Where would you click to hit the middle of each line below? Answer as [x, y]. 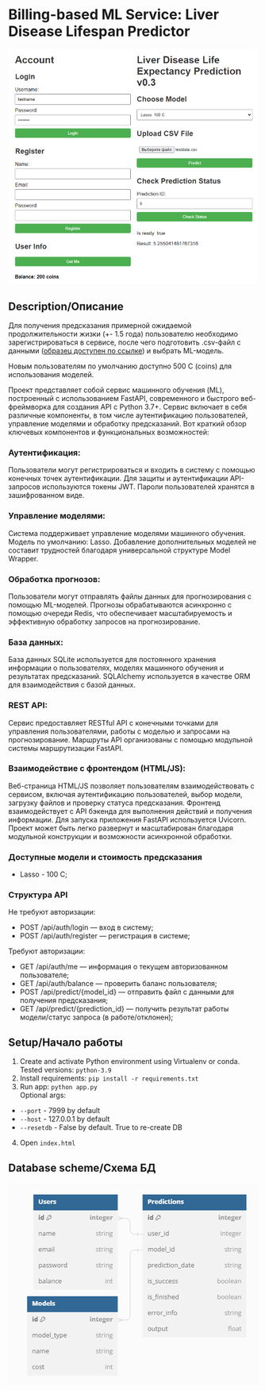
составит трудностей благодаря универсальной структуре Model [119, 550]
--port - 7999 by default [60, 1111]
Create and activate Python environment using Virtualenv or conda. [130, 1062]
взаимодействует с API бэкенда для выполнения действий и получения [130, 811]
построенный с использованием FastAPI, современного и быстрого [124, 399]
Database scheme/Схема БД [82, 1168]
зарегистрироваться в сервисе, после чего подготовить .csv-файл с [125, 342]
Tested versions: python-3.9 [65, 1070]
